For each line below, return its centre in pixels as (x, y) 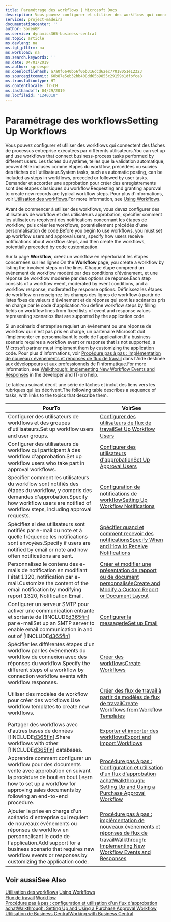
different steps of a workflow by (46, 670)
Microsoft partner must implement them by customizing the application (80, 348)
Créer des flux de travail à (131, 691)
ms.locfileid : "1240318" (32, 95)
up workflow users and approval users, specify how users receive (74, 236)
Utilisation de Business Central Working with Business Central (69, 914)
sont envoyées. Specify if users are (49, 543)
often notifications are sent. (41, 556)
